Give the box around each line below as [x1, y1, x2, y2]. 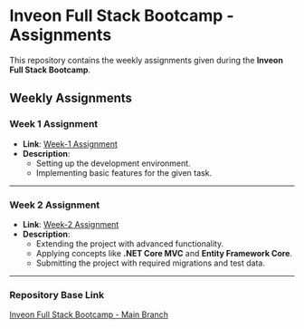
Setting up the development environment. [35, 158, 192, 169]
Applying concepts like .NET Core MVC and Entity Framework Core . [35, 247, 292, 258]
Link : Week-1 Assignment [22, 138, 118, 150]
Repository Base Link [9, 288, 105, 301]
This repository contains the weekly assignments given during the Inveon [9, 54, 283, 65]
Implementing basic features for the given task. [35, 167, 213, 178]
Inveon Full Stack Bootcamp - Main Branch [9, 309, 169, 320]
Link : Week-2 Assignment [22, 218, 119, 229]
